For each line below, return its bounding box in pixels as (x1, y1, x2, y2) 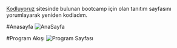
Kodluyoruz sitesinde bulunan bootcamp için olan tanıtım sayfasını (6, 5, 172, 12)
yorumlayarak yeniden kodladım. (6, 11, 88, 19)
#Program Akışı (6, 35, 45, 41)
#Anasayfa (6, 23, 33, 30)
